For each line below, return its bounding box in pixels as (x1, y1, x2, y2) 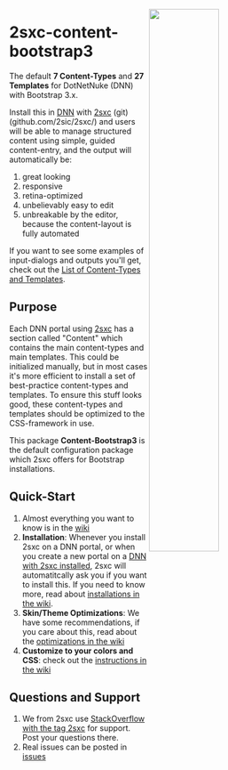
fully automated (21, 228, 80, 239)
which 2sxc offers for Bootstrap (9, 454, 125, 465)
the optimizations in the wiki (21, 636, 125, 646)
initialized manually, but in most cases (9, 361, 148, 371)
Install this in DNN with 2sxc (9, 107, 112, 118)
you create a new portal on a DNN (21, 550, 147, 561)
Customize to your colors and (21, 645, 134, 656)
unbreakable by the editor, (21, 209, 119, 220)
